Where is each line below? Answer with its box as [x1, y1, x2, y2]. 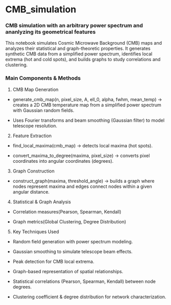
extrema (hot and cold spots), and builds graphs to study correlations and [5, 56, 161, 63]
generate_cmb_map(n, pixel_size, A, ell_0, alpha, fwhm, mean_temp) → [12, 96, 162, 102]
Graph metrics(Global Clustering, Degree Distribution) [12, 218, 126, 224]
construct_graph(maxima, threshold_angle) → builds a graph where [12, 178, 155, 184]
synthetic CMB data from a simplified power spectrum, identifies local [5, 51, 153, 57]
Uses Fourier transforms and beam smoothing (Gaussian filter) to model [12, 117, 165, 123]
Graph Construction [12, 168, 55, 174]
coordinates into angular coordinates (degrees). [12, 158, 114, 164]
